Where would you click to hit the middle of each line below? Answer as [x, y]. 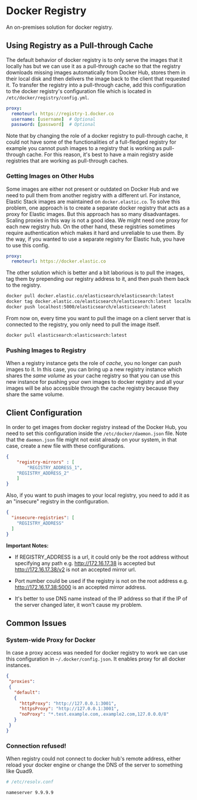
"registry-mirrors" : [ [46, 462]
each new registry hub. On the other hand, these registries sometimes [91, 226]
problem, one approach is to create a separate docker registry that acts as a [98, 208]
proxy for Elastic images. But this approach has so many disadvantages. [93, 214]
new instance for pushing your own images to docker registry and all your [95, 382]
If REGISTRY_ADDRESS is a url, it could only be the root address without [101, 557]
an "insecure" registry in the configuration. [58, 502]
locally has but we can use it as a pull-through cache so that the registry [93, 66]
